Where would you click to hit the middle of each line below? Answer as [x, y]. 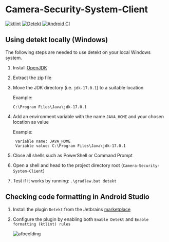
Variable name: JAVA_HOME [43, 141]
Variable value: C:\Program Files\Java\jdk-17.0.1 [70, 146]
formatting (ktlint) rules [42, 224]
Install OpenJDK [30, 67]
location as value [31, 122]
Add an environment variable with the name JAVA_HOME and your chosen [88, 116]
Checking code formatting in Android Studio [78, 197]
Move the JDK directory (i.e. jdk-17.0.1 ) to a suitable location [78, 87]
